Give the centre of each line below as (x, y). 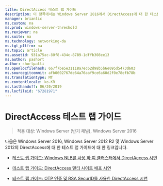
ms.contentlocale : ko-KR (30, 82)
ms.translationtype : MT (29, 77)
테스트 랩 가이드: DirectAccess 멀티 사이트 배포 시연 (62, 168)
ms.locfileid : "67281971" (31, 91)
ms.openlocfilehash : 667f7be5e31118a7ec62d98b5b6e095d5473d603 (70, 69)
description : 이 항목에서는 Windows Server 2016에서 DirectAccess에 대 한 (77, 14)
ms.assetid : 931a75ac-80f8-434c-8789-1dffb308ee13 (57, 55)
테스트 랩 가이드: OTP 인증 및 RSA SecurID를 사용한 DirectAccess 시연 (80, 179)
